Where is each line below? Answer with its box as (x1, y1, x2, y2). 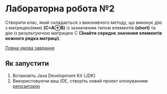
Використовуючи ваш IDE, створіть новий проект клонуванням (12, 78, 148, 84)
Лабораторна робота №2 (5, 3, 115, 14)
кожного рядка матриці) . (5, 35, 61, 41)
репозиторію (12, 83, 40, 89)
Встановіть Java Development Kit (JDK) (12, 73, 96, 79)
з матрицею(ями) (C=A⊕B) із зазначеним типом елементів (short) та (5, 24, 156, 30)
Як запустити (5, 59, 49, 68)
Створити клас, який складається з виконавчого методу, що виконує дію (5, 19, 162, 25)
